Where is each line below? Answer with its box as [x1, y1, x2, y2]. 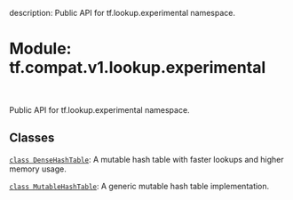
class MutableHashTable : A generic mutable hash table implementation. [9, 180, 270, 191]
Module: [9, 39, 72, 59]
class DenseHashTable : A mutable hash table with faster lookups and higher [9, 154, 284, 164]
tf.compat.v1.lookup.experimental [9, 58, 266, 78]
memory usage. [9, 164, 67, 174]
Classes [9, 131, 55, 146]
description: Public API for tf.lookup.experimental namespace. [9, 8, 235, 18]
